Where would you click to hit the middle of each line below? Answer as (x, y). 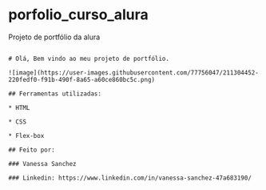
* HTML (19, 107)
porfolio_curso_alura (79, 15)
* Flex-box (26, 135)
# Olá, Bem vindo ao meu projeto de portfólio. (89, 59)
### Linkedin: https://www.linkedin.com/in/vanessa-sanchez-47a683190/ (130, 178)
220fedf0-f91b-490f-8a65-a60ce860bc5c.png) (82, 79)
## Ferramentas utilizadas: (55, 94)
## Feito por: (32, 150)
